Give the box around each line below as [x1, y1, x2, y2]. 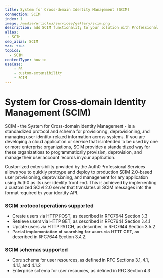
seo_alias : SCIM [5, 39, 38, 44]
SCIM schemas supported [5, 246, 68, 253]
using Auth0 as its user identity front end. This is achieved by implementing [5, 179, 157, 185]
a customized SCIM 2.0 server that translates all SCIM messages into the [5, 185, 152, 190]
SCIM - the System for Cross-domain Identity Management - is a [5, 123, 135, 129]
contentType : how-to [5, 57, 47, 62]
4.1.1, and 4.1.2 [12, 262, 41, 268]
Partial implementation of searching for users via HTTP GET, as [12, 229, 140, 234]
